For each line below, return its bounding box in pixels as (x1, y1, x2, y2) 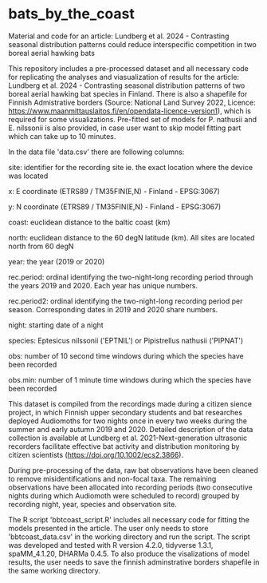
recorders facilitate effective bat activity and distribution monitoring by (8, 441, 240, 451)
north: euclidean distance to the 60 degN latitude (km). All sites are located (8, 232, 255, 242)
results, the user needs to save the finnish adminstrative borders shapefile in (8, 557, 260, 567)
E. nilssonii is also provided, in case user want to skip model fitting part (8, 123, 241, 133)
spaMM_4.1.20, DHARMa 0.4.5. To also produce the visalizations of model (8, 549, 249, 558)
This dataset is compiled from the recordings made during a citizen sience (8, 399, 253, 408)
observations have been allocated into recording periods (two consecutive (8, 482, 253, 492)
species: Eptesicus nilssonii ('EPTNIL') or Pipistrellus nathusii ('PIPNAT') (8, 335, 244, 345)
